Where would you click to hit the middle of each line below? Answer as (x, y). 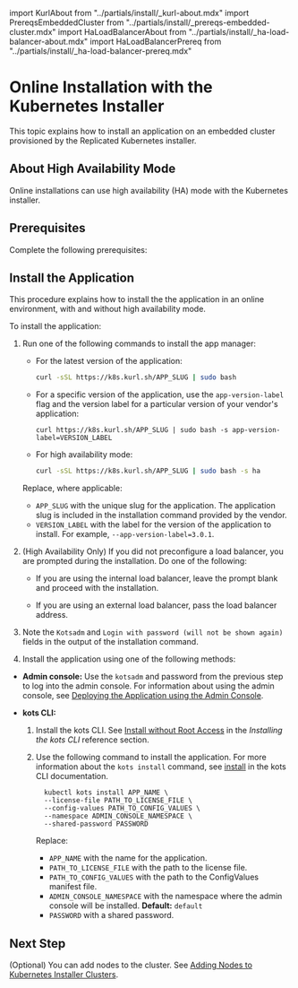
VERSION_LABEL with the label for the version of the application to (153, 524)
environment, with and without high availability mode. (107, 309)
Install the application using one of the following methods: (129, 659)
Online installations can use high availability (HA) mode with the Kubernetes (149, 190)
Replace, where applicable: (72, 489)
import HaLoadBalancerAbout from (122, 32)
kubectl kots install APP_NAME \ (106, 793)
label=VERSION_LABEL (74, 438)
